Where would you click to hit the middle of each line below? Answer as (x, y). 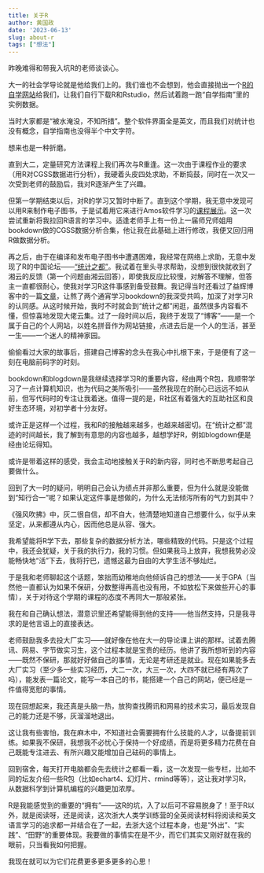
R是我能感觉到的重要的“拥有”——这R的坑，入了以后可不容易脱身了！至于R (128, 805)
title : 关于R (28, 15)
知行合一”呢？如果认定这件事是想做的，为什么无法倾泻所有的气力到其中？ (137, 498)
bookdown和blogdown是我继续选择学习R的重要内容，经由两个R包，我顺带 (128, 379)
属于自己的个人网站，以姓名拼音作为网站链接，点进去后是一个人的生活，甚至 (132, 326)
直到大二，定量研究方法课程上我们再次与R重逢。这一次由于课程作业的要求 (128, 164)
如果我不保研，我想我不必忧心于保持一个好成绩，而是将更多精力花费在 (135, 742)
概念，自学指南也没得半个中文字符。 (80, 131)
